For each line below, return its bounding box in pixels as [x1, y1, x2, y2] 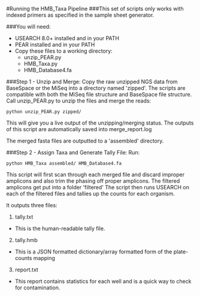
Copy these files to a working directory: [14, 47, 113, 55]
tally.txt [14, 213, 34, 221]
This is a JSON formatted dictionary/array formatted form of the [14, 248, 172, 255]
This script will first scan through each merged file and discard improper [6, 171, 184, 178]
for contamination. [14, 284, 60, 291]
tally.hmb [14, 237, 38, 243]
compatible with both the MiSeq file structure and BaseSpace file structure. [6, 91, 192, 98]
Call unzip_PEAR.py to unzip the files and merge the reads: [6, 97, 151, 104]
